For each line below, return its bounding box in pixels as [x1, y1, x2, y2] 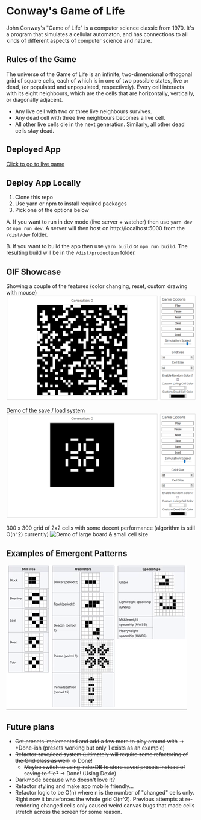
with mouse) [6, 289, 37, 296]
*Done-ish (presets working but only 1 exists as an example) [14, 744, 165, 751]
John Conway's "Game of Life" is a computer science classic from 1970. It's [6, 24, 194, 31]
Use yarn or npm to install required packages [14, 200, 128, 207]
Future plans [6, 722, 54, 732]
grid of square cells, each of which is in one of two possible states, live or [6, 77, 189, 84]
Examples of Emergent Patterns [6, 548, 128, 559]
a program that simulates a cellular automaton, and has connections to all [6, 30, 188, 37]
